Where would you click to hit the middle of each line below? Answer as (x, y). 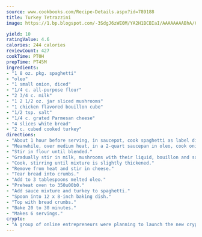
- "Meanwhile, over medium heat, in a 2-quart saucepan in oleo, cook (96, 146)
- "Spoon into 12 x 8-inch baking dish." (59, 197)
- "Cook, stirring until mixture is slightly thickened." (80, 163)
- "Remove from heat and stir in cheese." (60, 169)
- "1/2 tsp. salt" (29, 112)
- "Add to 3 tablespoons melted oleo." (56, 180)
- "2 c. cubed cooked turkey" (44, 129)
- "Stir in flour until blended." (50, 151)
